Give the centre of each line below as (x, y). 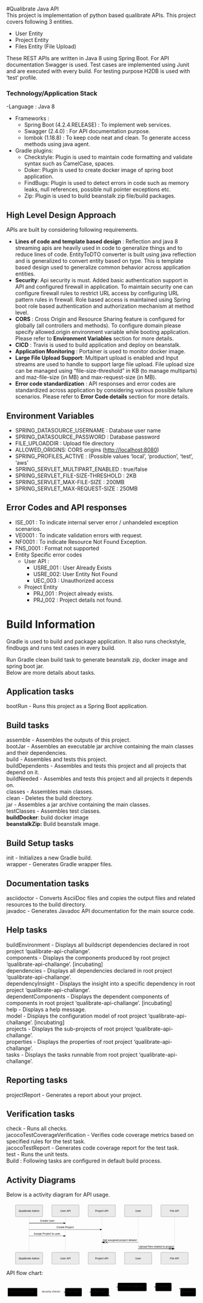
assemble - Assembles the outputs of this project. (68, 740)
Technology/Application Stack (52, 93)
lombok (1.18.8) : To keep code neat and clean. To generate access (107, 138)
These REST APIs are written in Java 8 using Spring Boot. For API (88, 58)
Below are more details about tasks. (51, 672)
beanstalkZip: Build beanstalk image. (53, 824)
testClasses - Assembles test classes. (54, 811)
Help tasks (27, 930)
